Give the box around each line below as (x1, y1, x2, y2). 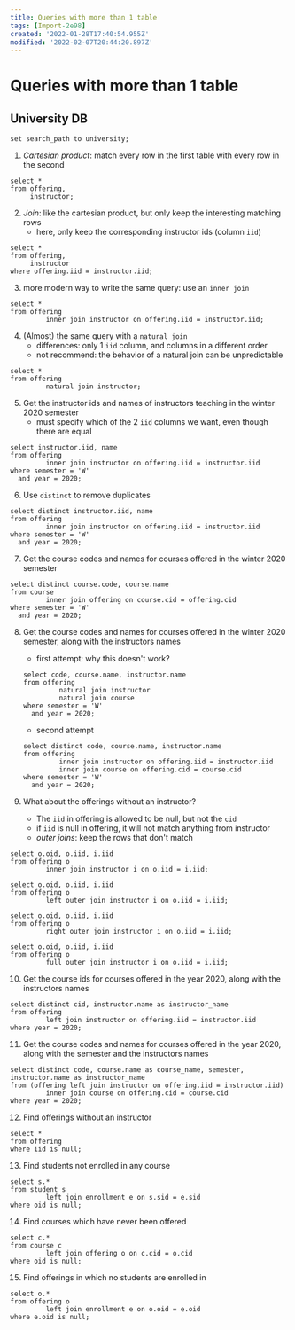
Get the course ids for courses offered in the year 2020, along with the (22, 974, 282, 984)
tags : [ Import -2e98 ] (10, 21, 87, 30)
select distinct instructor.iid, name (10, 507, 153, 516)
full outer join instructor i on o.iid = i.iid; (45, 958, 229, 967)
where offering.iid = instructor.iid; (10, 267, 153, 276)
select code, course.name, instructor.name (22, 670, 187, 679)
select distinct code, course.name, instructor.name (22, 742, 222, 751)
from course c (10, 1241, 63, 1250)
